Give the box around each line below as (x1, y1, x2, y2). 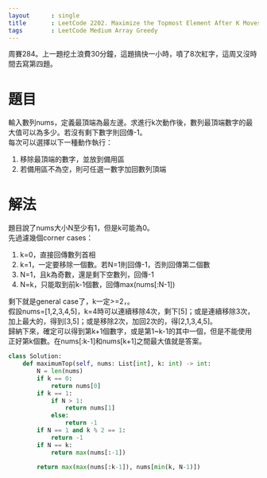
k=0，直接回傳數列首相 (19, 250, 96, 259)
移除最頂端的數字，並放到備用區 (19, 154, 125, 164)
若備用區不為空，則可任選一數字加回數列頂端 (19, 165, 167, 174)
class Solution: (8, 352, 62, 360)
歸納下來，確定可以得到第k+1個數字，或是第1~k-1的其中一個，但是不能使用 (8, 327, 253, 336)
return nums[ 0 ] (50, 382, 102, 390)
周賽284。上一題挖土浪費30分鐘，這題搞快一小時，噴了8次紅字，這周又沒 (8, 49, 250, 59)
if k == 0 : (37, 375, 73, 383)
